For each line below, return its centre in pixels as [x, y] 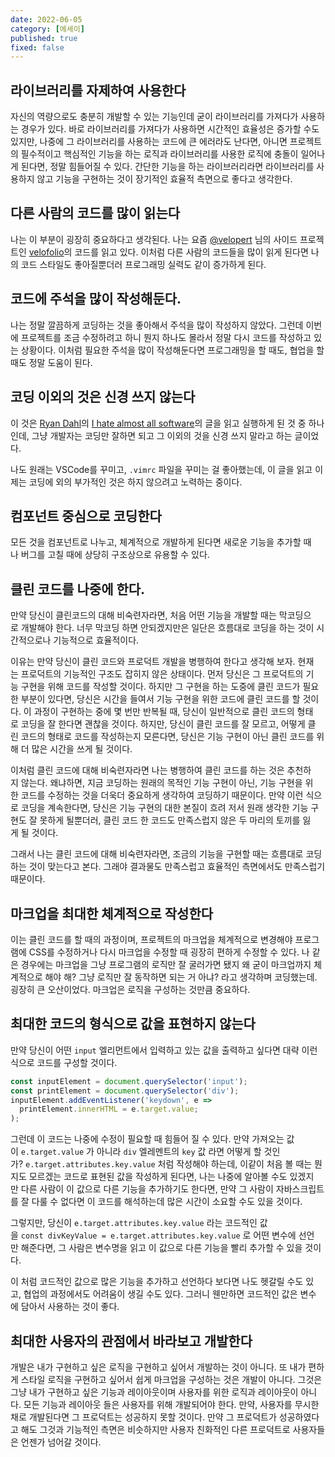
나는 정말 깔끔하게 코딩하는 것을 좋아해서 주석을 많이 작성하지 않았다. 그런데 [157, 325]
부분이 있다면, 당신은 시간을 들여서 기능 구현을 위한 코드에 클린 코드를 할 [160, 699]
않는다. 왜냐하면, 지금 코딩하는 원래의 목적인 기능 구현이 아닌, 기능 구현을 [161, 783]
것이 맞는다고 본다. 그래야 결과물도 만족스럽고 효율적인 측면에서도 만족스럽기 [177, 867]
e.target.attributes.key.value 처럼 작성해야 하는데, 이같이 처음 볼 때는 [168, 1164]
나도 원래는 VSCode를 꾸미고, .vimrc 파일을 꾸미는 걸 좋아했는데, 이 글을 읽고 [161, 469]
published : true [44, 38]
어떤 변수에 [275, 1235]
